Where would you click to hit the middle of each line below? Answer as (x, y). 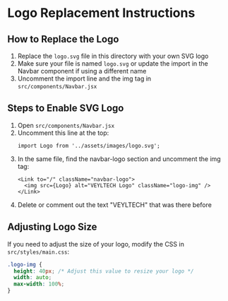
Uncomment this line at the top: (63, 133)
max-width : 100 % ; (39, 284)
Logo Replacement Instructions (101, 13)
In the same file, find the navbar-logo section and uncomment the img (119, 159)
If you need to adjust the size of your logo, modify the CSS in (96, 244)
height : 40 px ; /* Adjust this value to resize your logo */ (104, 271)
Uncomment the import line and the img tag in (84, 78)
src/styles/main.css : (38, 252)
